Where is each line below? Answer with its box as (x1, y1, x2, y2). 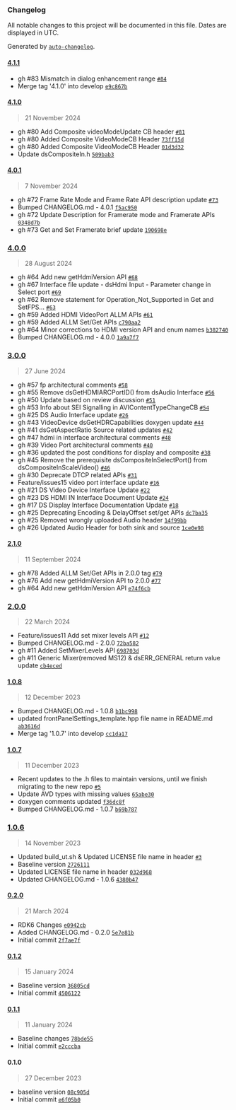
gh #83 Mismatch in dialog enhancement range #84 (17, 74, 167, 83)
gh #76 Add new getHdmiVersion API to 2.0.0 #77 (17, 576, 161, 585)
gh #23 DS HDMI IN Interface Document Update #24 (17, 493, 170, 501)
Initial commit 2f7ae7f (17, 935, 81, 944)
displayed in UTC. (7, 28, 59, 37)
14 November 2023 (24, 839, 81, 847)
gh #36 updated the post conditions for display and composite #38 (17, 448, 211, 457)
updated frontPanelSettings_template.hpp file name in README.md (17, 714, 213, 723)
